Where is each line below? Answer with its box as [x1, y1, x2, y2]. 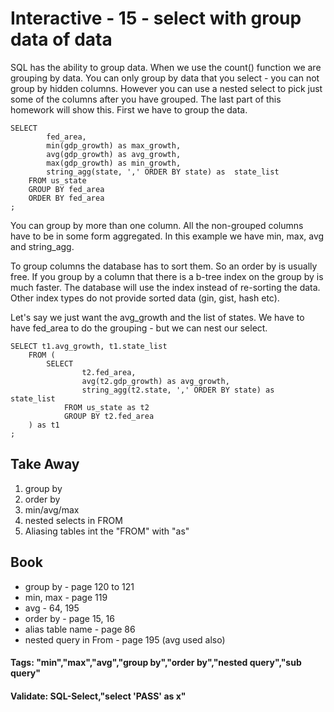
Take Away [10, 456, 80, 473]
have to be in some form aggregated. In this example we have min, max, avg [10, 230, 325, 242]
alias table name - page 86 [24, 623, 136, 635]
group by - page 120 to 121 [24, 580, 135, 592]
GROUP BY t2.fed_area [63, 411, 155, 421]
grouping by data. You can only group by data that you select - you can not [10, 72, 320, 84]
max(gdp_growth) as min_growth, [46, 158, 182, 168]
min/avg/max [24, 503, 80, 516]
